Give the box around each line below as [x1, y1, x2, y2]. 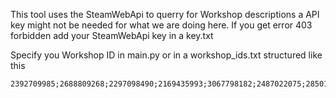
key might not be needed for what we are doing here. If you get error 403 [10, 19, 313, 31]
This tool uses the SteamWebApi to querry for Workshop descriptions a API [10, 9, 320, 20]
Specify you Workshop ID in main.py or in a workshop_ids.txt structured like [10, 49, 323, 61]
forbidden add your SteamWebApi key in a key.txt [10, 30, 214, 41]
